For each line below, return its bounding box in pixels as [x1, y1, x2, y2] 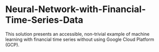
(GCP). [5, 41, 19, 47]
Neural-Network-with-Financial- [5, 4, 146, 15]
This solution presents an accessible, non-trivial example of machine [5, 31, 150, 37]
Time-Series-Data [5, 14, 84, 26]
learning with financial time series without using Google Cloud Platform [5, 36, 154, 42]
